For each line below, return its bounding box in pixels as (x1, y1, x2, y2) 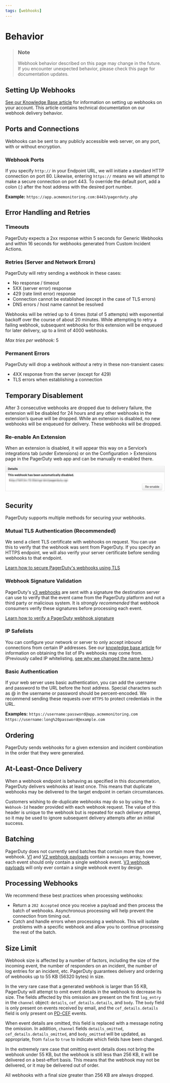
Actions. (5, 246, 23, 252)
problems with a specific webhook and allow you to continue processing (12, 924, 163, 930)
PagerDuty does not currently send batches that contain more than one (5, 848, 154, 854)
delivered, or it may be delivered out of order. (5, 1062, 100, 1068)
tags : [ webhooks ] (5, 8, 42, 13)
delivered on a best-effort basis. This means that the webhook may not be (5, 1057, 160, 1063)
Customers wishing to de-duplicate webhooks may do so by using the (5, 799, 151, 805)
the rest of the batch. (12, 929, 57, 935)
